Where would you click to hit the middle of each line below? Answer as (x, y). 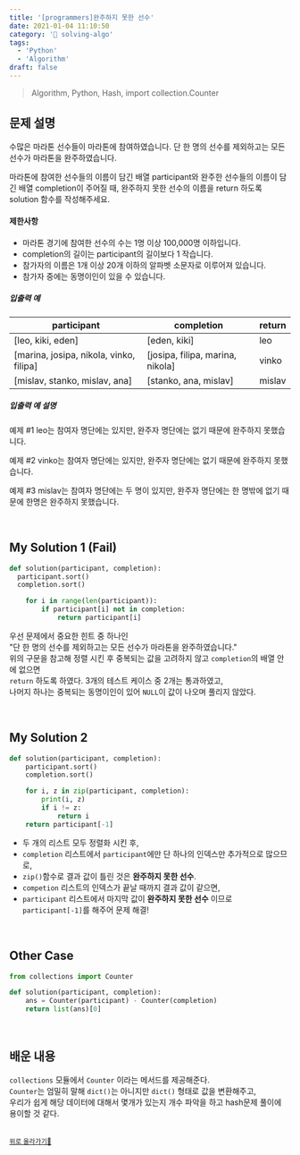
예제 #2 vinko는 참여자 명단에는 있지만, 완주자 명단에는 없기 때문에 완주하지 (141, 460)
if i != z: (62, 808)
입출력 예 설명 (33, 406)
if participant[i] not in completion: (113, 609)
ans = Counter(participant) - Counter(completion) (121, 1001)
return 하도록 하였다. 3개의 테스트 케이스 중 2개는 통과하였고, (117, 680)
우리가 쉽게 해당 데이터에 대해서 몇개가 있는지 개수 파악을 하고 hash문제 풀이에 (146, 1102)
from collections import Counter (71, 976)
